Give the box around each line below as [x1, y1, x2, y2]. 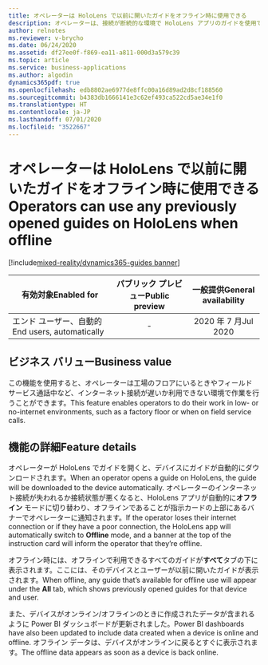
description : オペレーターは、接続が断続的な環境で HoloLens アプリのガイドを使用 [8, 19, 257, 27]
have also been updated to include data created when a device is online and [8, 628, 259, 638]
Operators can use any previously [8, 197, 238, 216]
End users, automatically [12, 326, 104, 337]
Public [144, 290, 170, 301]
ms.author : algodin [8, 71, 73, 79]
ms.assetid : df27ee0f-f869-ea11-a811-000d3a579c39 [8, 49, 180, 57]
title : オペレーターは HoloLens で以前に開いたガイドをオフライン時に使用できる [8, 11, 247, 20]
